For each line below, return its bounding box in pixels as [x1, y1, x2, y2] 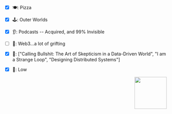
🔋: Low [12, 66, 27, 73]
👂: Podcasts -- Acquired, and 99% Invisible [12, 29, 105, 35]
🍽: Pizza [12, 4, 32, 10]
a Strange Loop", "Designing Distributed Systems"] [12, 57, 120, 63]
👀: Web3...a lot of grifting [12, 40, 65, 47]
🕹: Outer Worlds [12, 16, 48, 22]
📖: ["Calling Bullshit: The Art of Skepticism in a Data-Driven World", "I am [12, 51, 166, 57]
